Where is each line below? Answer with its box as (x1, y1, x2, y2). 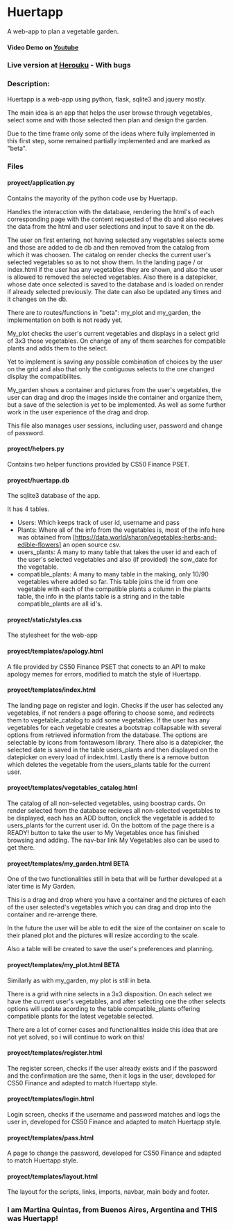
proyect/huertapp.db (7, 476, 69, 484)
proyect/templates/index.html (7, 686, 96, 694)
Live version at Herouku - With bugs (7, 60, 131, 70)
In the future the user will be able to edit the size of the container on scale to (7, 924, 225, 932)
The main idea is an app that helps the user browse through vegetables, (7, 108, 213, 117)
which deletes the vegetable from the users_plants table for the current (7, 760, 211, 768)
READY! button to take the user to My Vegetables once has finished (7, 829, 200, 837)
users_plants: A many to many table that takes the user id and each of (17, 548, 217, 556)
